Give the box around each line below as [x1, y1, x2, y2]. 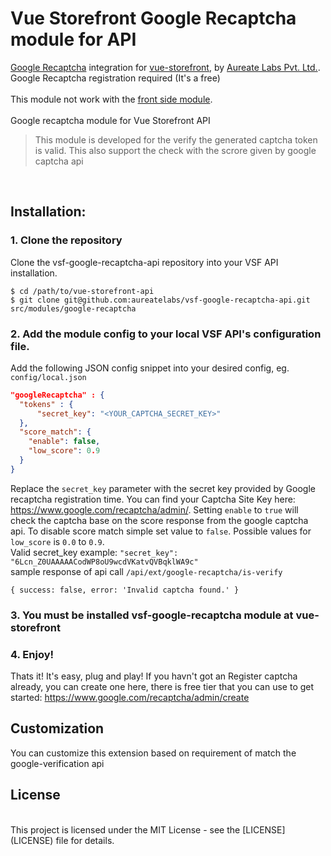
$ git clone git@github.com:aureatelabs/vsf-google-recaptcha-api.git [10, 295, 311, 305]
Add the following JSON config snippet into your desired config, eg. [10, 362, 290, 374]
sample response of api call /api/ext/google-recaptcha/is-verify [10, 565, 283, 577]
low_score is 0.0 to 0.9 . [10, 535, 105, 547]
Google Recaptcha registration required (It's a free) [10, 72, 221, 84]
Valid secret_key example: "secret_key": [10, 546, 179, 558]
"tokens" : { [19, 399, 74, 409]
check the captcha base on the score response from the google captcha [10, 514, 309, 526]
